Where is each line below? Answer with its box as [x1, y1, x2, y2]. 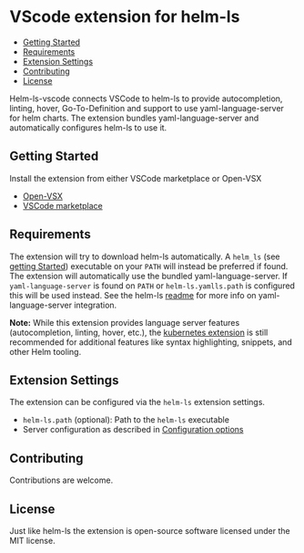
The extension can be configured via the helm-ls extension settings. [9, 397, 266, 408]
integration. [74, 299, 117, 310]
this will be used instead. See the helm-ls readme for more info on [9, 289, 257, 300]
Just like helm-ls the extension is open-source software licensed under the [9, 526, 290, 536]
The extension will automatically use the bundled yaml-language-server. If [9, 270, 289, 281]
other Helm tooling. [9, 346, 82, 357]
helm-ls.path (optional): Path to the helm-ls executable [22, 414, 230, 425]
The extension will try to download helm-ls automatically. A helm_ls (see [9, 251, 280, 262]
